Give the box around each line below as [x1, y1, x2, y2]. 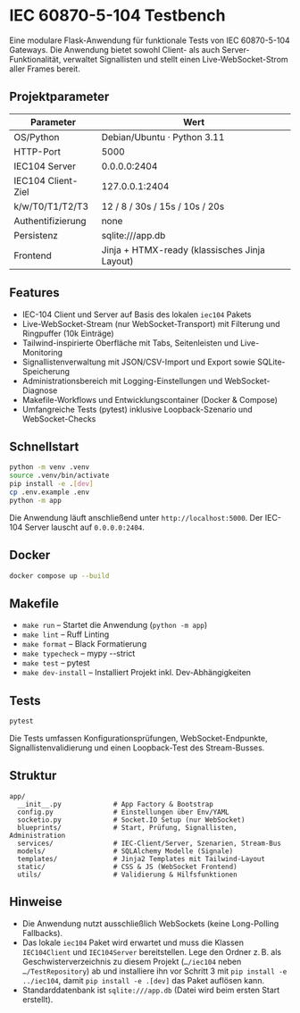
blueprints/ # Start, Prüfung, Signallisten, [17, 823, 238, 832]
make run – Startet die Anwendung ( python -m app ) [21, 620, 208, 631]
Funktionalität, [9, 54, 62, 64]
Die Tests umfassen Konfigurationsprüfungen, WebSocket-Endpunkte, [9, 733, 268, 743]
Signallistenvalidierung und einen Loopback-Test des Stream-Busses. [9, 742, 265, 753]
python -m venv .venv [9, 463, 90, 472]
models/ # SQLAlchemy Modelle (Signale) [17, 846, 234, 856]
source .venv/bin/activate [9, 471, 110, 481]
